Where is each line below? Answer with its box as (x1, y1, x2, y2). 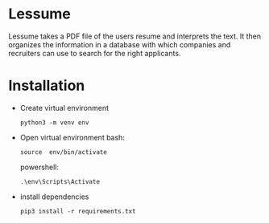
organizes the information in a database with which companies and (8, 39, 231, 49)
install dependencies (19, 192, 89, 201)
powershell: (19, 162, 59, 172)
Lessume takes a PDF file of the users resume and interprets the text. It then (8, 31, 262, 41)
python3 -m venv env (19, 118, 89, 127)
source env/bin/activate (19, 148, 107, 156)
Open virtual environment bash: (19, 132, 125, 142)
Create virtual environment (19, 103, 110, 112)
